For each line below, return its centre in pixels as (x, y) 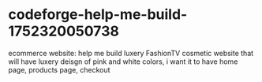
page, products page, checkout (59, 69)
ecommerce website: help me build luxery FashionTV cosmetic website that (131, 53)
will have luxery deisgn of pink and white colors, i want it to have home (123, 61)
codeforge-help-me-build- (98, 15)
